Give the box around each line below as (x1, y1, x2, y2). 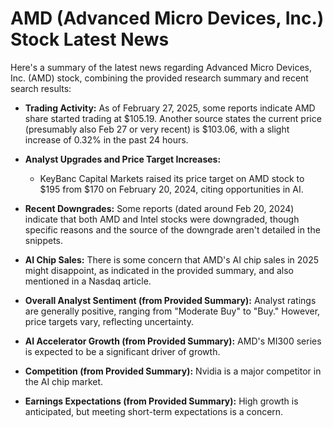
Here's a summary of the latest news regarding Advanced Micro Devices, (10, 61, 313, 73)
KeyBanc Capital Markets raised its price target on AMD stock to (39, 172, 305, 184)
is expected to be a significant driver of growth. (24, 345, 221, 357)
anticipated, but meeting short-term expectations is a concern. (24, 405, 284, 417)
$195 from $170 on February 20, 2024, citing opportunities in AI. (39, 183, 304, 195)
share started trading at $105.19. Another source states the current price (24, 112, 322, 124)
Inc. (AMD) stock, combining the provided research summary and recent (10, 72, 309, 84)
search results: (10, 82, 72, 94)
